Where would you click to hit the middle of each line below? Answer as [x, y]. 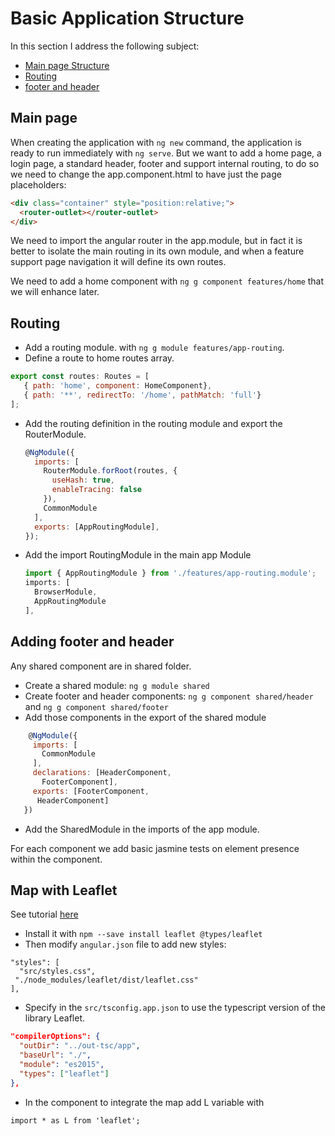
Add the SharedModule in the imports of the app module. [142, 829]
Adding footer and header [92, 642]
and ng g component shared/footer [96, 706]
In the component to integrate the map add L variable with [144, 1102]
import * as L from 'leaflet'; [75, 1120]
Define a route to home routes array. [99, 358]
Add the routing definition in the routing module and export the [153, 423]
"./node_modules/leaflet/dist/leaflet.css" [106, 980]
